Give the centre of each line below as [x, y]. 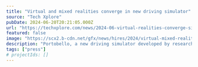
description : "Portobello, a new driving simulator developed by [88, 44]
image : [14, 38]
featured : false [26, 33]
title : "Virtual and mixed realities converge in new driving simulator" [99, 11]
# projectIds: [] [27, 55]
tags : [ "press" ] [26, 50]
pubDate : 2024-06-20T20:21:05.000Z [50, 22]
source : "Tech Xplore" [34, 17]
